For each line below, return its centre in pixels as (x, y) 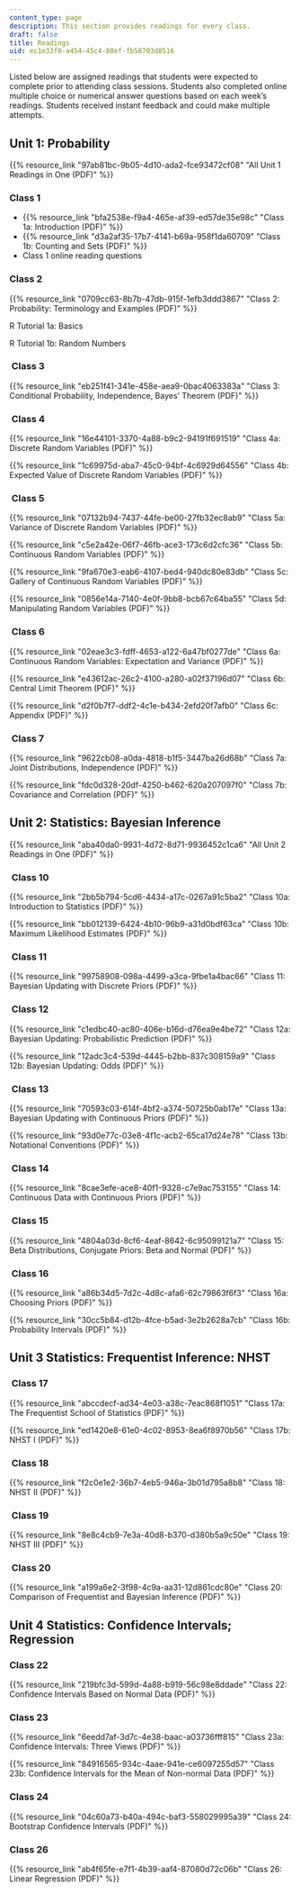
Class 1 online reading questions (82, 256)
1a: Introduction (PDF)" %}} (73, 227)
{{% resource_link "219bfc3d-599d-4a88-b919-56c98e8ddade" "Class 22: (148, 1685)
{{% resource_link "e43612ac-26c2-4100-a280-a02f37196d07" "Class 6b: (147, 678)
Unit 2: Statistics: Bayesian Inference (115, 823)
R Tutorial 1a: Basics (46, 326)
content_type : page (46, 18)
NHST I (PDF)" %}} (44, 1439)
